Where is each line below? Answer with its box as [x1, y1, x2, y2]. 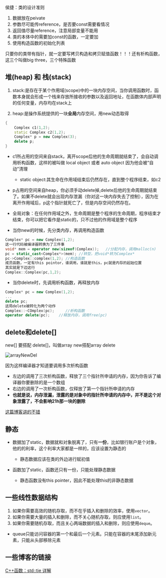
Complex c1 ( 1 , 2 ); [14, 125, 50, 130]
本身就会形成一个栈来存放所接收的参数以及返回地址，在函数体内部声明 [16, 93, 161, 99]
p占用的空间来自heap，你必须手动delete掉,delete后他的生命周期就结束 [12, 187, 158, 193]
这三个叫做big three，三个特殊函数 [5, 57, 76, 63]
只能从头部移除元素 [21, 537, 61, 543]
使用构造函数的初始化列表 [12, 40, 65, 46]
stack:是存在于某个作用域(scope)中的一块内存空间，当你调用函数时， [12, 87, 155, 93]
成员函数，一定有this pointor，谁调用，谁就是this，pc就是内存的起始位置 [5, 260, 142, 265]
